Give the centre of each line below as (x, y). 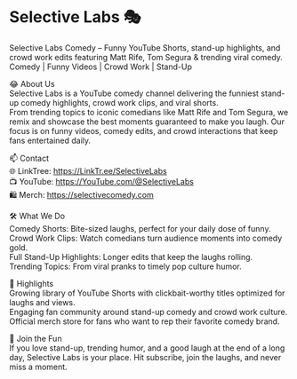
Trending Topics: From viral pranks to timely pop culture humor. (125, 266)
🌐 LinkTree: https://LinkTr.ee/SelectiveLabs (88, 170)
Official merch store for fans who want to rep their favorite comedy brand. (144, 321)
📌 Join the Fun (36, 338)
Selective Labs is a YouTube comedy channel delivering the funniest (134, 93)
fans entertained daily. (50, 140)
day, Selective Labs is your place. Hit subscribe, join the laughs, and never (145, 357)
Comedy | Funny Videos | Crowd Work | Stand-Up (101, 67)
